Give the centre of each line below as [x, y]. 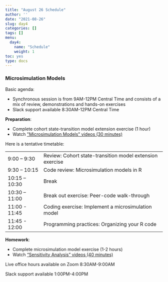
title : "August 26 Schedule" [35, 10]
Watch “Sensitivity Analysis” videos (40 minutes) [63, 255]
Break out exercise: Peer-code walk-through [96, 195]
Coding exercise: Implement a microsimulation [97, 207]
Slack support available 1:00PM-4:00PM [47, 274]
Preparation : [18, 119]
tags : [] [14, 33]
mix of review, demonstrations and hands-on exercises [69, 104]
